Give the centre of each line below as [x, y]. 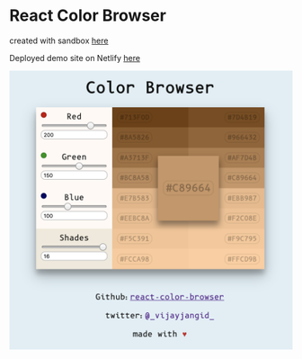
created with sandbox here [59, 40]
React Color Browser [88, 16]
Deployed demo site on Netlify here [75, 58]
